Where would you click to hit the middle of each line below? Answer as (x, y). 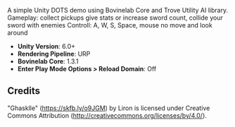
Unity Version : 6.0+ (46, 46)
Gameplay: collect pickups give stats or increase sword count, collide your (115, 18)
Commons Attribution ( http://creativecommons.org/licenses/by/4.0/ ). (107, 115)
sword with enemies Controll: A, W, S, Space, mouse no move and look (110, 25)
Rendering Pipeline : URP (54, 54)
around (18, 32)
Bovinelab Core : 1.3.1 (48, 61)
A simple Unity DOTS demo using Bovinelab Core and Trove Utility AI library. (118, 10)
